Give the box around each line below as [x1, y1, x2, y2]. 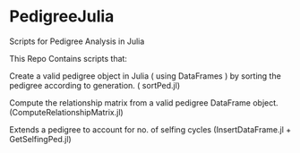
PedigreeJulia [9, 6, 115, 27]
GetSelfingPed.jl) [9, 133, 72, 144]
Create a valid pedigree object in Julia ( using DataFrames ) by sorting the [9, 70, 282, 81]
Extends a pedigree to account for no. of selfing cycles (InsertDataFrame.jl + [9, 123, 292, 135]
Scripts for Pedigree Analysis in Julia [9, 36, 145, 47]
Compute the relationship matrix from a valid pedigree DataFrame [9, 97, 252, 108]
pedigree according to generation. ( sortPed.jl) [9, 80, 181, 90]
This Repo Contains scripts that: [9, 53, 128, 64]
